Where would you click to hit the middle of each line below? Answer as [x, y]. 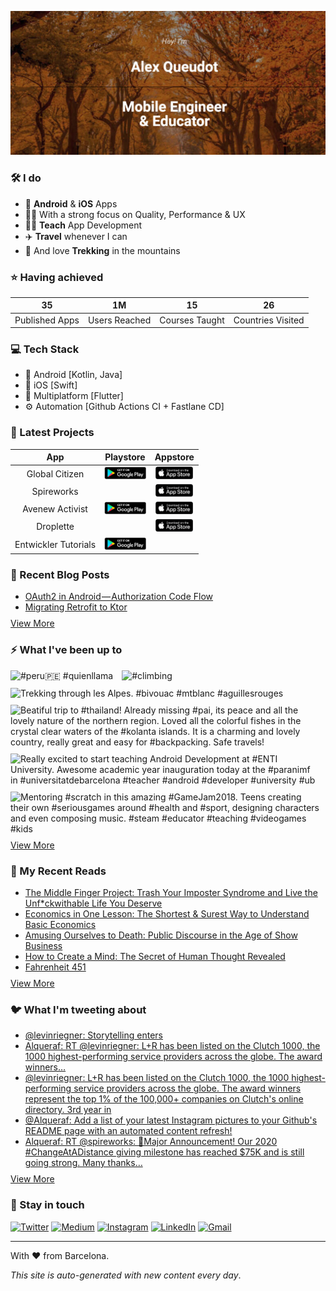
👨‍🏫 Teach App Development [83, 225]
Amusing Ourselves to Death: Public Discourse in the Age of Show [161, 935]
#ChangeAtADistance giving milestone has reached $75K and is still [164, 1152]
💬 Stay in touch [47, 1205]
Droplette [55, 527]
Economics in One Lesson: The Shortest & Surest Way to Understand [167, 913]
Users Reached [119, 320]
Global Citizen [55, 473]
